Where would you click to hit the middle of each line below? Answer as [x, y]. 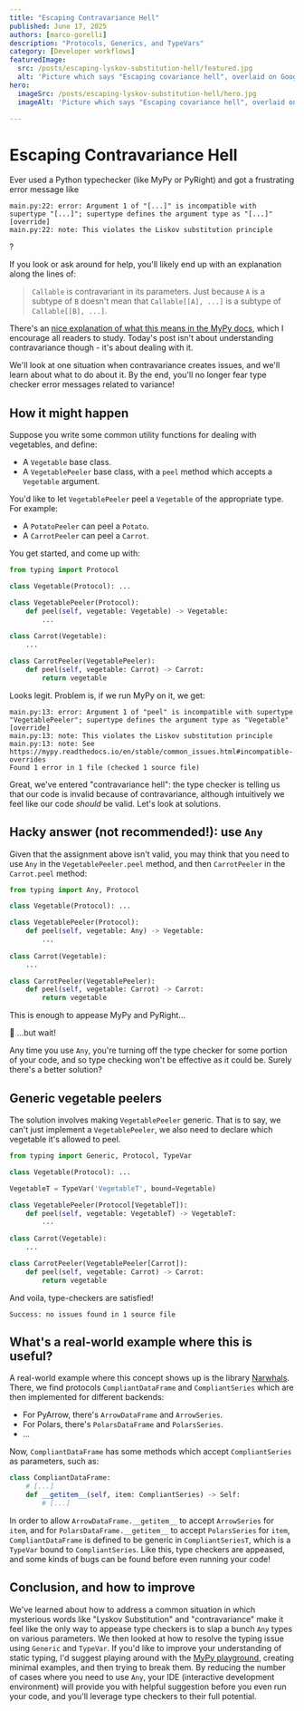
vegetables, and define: [53, 444]
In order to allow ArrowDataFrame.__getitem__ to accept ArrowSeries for [142, 1521]
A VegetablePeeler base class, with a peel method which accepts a [147, 471]
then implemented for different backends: [87, 1397]
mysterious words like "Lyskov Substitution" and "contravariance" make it [147, 1619]
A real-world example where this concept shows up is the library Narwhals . [149, 1378]
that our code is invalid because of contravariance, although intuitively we [147, 793]
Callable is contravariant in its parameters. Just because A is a [148, 292]
